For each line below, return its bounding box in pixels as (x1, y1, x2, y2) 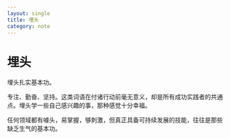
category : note (7, 23, 51, 29)
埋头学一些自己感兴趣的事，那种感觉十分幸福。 (18, 101, 151, 110)
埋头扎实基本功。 (7, 78, 55, 86)
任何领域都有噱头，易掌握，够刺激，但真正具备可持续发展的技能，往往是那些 (7, 116, 223, 124)
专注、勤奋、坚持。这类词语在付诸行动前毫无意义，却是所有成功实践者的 (7, 93, 211, 101)
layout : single (7, 10, 51, 17)
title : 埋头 (7, 16, 39, 23)
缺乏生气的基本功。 (7, 125, 62, 133)
